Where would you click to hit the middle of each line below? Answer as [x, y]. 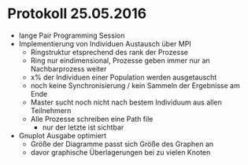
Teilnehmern [51, 110]
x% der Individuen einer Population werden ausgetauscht [124, 77]
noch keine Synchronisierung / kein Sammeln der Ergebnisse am [135, 85]
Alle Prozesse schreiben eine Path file [92, 119]
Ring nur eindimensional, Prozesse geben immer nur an [120, 60]
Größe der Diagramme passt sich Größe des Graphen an [122, 144]
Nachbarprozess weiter [68, 68]
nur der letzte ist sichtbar [83, 127]
